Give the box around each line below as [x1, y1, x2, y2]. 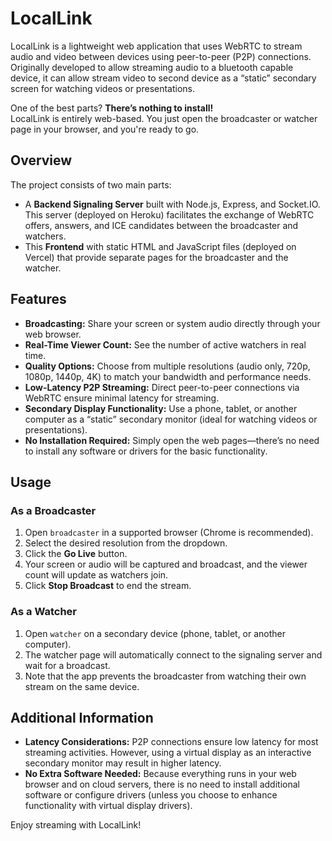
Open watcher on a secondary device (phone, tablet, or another [24, 627, 287, 639]
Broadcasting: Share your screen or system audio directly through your [24, 317, 321, 329]
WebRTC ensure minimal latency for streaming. [24, 392, 220, 404]
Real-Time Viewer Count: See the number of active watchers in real [24, 338, 307, 351]
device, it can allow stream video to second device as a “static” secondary [10, 72, 317, 84]
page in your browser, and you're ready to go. [10, 123, 200, 135]
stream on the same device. [24, 680, 140, 692]
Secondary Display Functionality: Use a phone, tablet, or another [24, 402, 298, 414]
